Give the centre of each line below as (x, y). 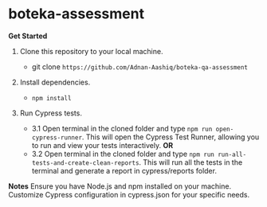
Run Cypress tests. (51, 113)
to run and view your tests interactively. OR (102, 145)
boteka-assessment (77, 14)
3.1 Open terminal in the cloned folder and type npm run (122, 128)
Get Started (28, 36)
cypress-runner (57, 137)
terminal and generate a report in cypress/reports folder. (124, 170)
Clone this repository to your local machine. (91, 51)
